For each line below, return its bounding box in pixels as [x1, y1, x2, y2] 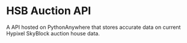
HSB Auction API [6, 4, 91, 18]
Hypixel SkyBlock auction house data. [6, 29, 100, 37]
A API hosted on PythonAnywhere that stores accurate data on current [6, 24, 181, 31]
